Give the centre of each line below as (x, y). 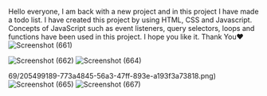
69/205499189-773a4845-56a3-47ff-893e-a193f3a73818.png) (112, 76)
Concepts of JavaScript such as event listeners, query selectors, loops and (132, 28)
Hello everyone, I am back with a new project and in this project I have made (133, 12)
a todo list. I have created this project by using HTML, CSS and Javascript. (130, 20)
